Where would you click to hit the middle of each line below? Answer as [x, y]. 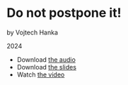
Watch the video [41, 74]
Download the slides [47, 67]
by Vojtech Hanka [32, 32]
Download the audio [46, 59]
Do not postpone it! [64, 13]
